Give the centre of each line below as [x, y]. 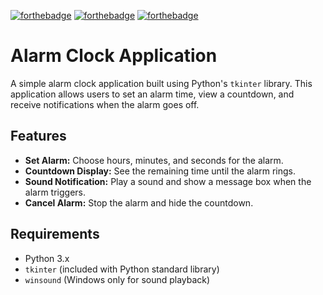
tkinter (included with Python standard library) [122, 269]
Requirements [55, 234]
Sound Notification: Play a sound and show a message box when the [168, 181]
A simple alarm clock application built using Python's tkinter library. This [161, 83]
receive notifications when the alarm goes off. [105, 104]
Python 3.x [47, 258]
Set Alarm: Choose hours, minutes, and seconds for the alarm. [154, 160]
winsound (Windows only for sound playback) [117, 279]
